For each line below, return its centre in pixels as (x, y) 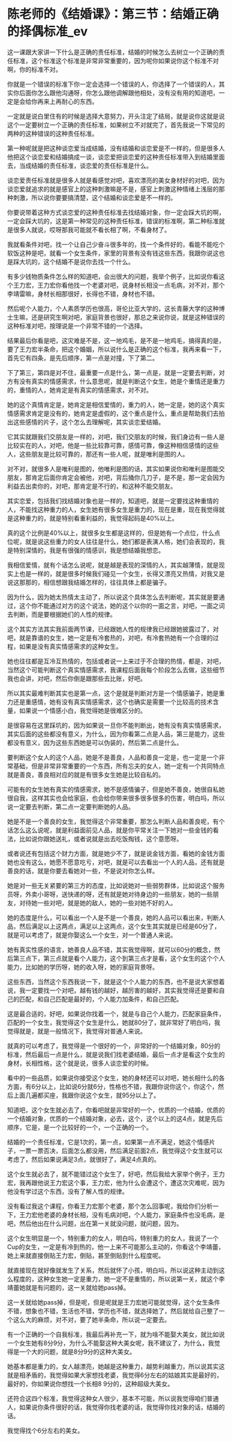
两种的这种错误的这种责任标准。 (52, 133)
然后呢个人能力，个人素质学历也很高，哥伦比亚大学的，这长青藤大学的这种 (113, 308)
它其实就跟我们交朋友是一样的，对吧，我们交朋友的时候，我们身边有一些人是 (116, 437)
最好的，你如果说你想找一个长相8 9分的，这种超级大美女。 (90, 1383)
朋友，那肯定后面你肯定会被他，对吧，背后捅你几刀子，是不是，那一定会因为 (116, 477)
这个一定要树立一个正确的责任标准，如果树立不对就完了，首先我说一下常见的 (116, 125)
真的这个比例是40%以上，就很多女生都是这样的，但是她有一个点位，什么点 (114, 533)
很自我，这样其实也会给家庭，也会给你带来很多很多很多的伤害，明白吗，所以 (116, 798)
